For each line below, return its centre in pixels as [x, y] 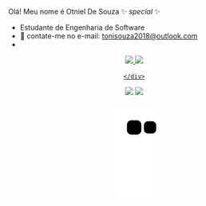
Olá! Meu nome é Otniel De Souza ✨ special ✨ [85, 12]
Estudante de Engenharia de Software [82, 28]
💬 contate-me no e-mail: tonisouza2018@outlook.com [109, 36]
